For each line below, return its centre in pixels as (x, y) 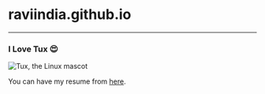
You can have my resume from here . (67, 81)
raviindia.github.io (70, 15)
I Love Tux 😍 (33, 49)
